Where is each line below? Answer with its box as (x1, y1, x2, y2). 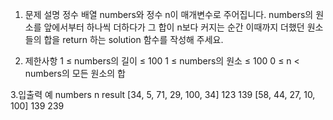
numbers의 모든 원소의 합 (24, 68, 126, 79)
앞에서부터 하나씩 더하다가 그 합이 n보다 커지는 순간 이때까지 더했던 (43, 21, 305, 33)
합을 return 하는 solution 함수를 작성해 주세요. (43, 34, 224, 45)
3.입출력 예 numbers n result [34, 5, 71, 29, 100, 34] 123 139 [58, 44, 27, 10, (10, 89, 316, 100)
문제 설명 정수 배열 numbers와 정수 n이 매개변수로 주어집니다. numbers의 (24, 9, 314, 20)
